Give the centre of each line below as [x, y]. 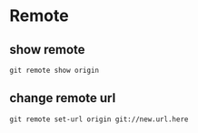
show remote [47, 50]
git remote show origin [54, 70]
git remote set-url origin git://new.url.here [99, 119]
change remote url [63, 98]
